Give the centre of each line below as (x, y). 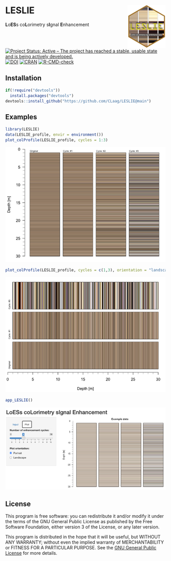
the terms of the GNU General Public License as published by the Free (79, 522)
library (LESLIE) (22, 130)
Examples (21, 117)
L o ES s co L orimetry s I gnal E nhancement (47, 24)
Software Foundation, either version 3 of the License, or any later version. (82, 527)
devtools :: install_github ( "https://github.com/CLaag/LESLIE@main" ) (78, 101)
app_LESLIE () (19, 400)
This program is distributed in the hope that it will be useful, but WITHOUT (83, 537)
